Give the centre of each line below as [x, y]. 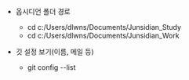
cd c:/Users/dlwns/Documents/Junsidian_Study [104, 27]
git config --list [51, 67]
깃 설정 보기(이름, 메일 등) [55, 52]
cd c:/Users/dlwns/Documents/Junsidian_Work [103, 35]
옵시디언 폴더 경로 [43, 11]
